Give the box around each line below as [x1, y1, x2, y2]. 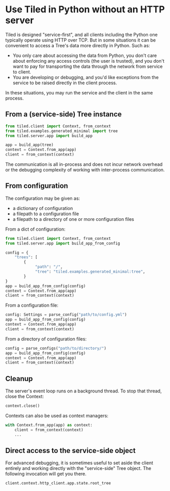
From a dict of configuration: [5, 226, 66, 232]
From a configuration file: [5, 302, 59, 309]
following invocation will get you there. [5, 471, 87, 477]
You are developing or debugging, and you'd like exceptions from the [12, 74, 159, 80]
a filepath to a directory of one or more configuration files [12, 216, 134, 222]
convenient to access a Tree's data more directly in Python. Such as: [5, 42, 150, 48]
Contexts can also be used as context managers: [5, 412, 109, 419]
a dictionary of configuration [12, 205, 73, 211]
